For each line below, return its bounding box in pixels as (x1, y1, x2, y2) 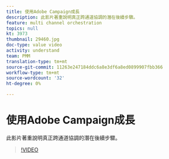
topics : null (6, 25, 39, 32)
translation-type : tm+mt (6, 58, 68, 64)
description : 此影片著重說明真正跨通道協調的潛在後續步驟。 (6, 14, 138, 20)
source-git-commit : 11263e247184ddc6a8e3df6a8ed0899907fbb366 (6, 64, 163, 70)
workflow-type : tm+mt (6, 70, 60, 76)
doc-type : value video (6, 42, 62, 48)
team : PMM (6, 53, 31, 59)
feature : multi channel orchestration (6, 20, 102, 26)
